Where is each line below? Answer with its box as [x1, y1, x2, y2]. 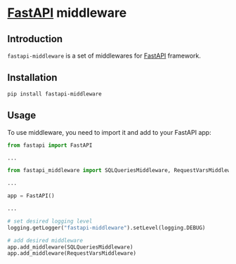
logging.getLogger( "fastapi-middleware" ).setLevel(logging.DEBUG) [7, 224, 206, 231]
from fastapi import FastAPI [7, 142, 93, 149]
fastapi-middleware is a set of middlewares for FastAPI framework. [7, 51, 202, 60]
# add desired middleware [7, 237, 83, 244]
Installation [7, 72, 58, 84]
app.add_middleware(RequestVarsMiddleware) [7, 250, 137, 257]
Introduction [7, 33, 63, 45]
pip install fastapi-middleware [7, 90, 102, 98]
